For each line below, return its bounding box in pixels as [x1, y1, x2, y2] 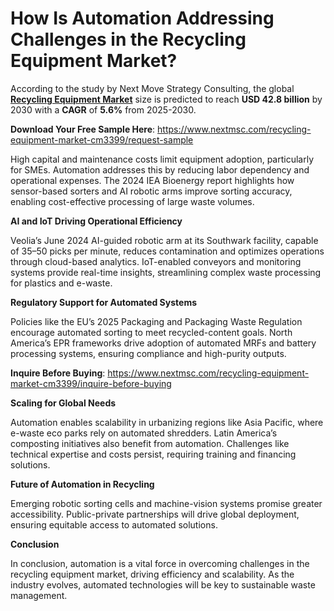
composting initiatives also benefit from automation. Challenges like [10, 437, 290, 449]
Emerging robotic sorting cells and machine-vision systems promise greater [10, 497, 323, 509]
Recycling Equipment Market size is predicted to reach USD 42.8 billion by [10, 93, 323, 105]
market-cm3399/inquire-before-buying [10, 377, 172, 389]
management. [10, 589, 68, 601]
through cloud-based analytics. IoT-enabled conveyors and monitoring [10, 255, 302, 267]
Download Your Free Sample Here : [10, 123, 156, 135]
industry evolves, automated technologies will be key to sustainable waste [10, 578, 316, 591]
